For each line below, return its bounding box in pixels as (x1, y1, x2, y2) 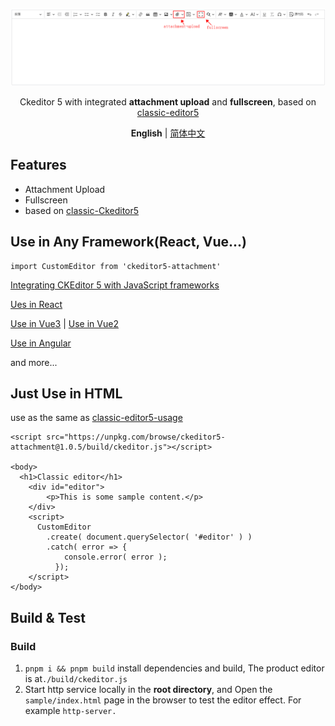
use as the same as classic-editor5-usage (10, 412, 183, 424)
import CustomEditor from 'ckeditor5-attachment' (10, 261, 222, 271)
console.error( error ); (63, 552, 168, 563)
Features (10, 157, 67, 174)
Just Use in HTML (10, 385, 123, 403)
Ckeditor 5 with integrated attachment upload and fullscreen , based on (19, 96, 317, 108)
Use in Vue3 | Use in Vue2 (10, 317, 119, 329)
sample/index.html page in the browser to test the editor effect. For (24, 694, 302, 706)
